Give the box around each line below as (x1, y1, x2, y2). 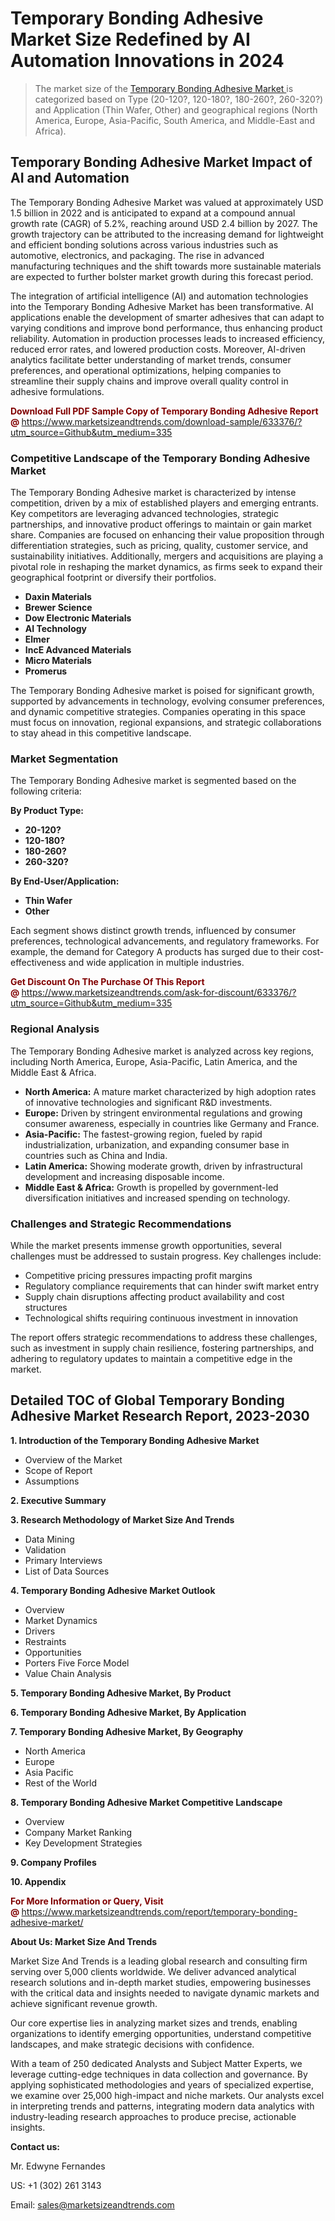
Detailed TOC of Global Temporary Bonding (10, 1392, 285, 1409)
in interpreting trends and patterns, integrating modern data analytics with (10, 2100, 315, 2112)
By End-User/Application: (10, 875, 120, 887)
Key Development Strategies (24, 1837, 143, 1849)
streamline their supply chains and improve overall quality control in (10, 375, 289, 387)
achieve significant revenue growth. (10, 1997, 158, 2009)
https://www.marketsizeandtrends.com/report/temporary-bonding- (21, 1905, 298, 1917)
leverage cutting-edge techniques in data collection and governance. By (10, 2068, 308, 2080)
